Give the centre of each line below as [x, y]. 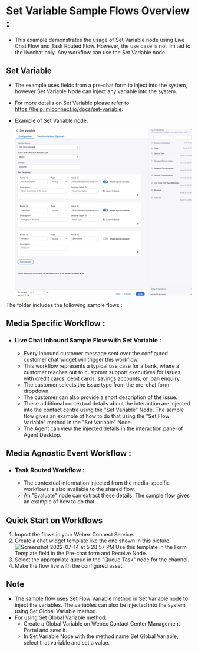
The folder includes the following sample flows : [64, 305]
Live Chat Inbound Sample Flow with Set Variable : [88, 341]
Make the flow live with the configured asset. [69, 566]
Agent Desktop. [42, 434]
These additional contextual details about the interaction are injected [107, 403]
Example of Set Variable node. [51, 120]
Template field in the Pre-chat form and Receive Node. [81, 553]
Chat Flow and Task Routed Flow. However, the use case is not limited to [103, 46]
